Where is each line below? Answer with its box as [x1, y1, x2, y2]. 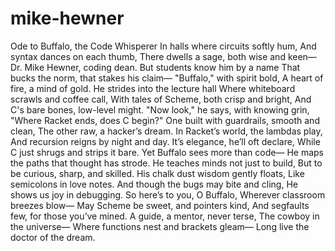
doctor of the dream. [10, 231, 96, 243]
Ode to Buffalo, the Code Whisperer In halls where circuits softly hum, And [10, 40, 317, 52]
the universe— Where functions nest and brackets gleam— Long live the [10, 220, 310, 232]
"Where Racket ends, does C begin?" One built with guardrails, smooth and [10, 114, 320, 126]
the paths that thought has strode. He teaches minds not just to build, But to [10, 157, 323, 169]
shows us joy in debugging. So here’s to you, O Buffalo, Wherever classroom [10, 188, 326, 201]
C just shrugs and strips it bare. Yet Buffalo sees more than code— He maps [10, 146, 324, 158]
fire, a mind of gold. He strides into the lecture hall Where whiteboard [10, 82, 296, 94]
